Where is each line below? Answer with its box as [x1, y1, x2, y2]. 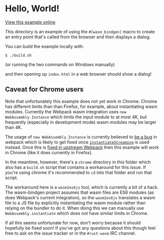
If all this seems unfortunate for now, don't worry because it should [5, 219, 141, 226]
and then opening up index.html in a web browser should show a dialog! [5, 71, 152, 77]
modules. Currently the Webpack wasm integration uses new [5, 108, 127, 114]
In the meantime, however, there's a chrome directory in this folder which [5, 159, 151, 165]
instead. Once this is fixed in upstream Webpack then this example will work [5, 144, 159, 150]
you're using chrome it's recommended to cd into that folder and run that [5, 169, 152, 175]
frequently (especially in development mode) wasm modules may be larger [5, 119, 157, 125]
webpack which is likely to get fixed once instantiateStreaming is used [5, 139, 150, 145]
